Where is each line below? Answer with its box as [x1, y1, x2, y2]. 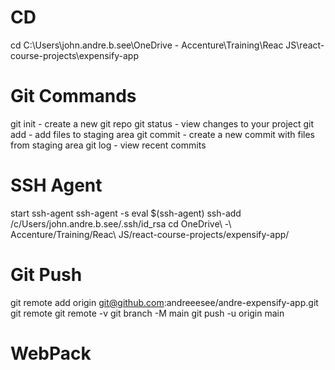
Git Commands [10, 85, 137, 108]
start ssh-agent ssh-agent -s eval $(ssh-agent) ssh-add [10, 207, 242, 219]
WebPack [10, 342, 92, 365]
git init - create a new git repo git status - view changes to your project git [10, 117, 315, 130]
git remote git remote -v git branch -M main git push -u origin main [10, 307, 285, 319]
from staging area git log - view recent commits [10, 139, 207, 151]
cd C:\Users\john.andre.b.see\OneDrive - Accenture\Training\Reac [10, 39, 284, 51]
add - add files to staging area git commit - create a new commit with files [10, 128, 315, 140]
